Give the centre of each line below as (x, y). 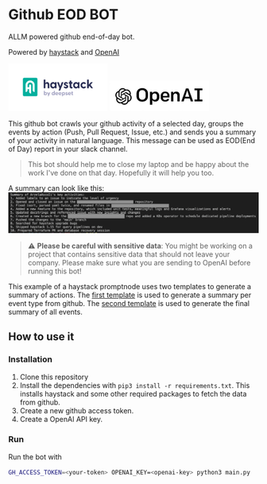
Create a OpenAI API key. (61, 419)
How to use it (41, 337)
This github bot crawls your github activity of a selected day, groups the (126, 123)
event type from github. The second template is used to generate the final (129, 303)
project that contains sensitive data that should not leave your (129, 254)
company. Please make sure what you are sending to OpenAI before (139, 262)
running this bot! (54, 271)
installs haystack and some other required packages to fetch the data (133, 393)
